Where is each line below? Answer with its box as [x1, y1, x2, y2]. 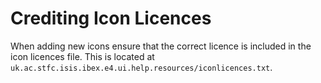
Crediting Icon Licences [10, 7, 212, 30]
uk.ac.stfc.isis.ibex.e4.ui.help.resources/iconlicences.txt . [10, 61, 273, 73]
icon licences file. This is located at [10, 50, 155, 62]
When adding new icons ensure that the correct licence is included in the [10, 40, 312, 52]
